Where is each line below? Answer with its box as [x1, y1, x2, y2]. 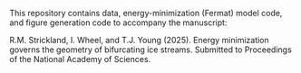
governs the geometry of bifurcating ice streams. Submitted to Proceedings [9, 44, 292, 55]
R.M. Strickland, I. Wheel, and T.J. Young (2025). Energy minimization [9, 35, 269, 45]
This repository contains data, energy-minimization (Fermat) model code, [9, 8, 283, 18]
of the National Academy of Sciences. [9, 54, 151, 64]
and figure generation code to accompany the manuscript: [9, 17, 228, 28]
